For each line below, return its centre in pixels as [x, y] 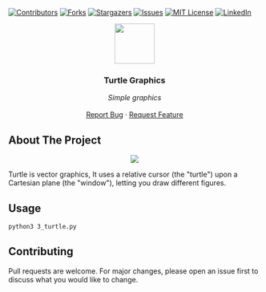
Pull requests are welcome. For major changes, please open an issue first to [133, 271]
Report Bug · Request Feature [135, 115]
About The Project [55, 140]
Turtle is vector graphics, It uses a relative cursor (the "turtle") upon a [123, 174]
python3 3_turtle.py [43, 226]
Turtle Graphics [135, 80]
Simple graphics [135, 98]
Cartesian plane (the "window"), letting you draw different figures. [117, 183]
